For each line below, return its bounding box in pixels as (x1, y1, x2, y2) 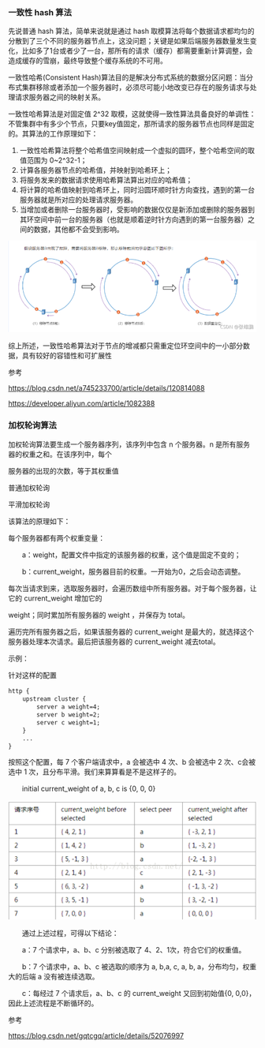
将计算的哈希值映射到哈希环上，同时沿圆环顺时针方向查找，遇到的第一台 (19, 185, 255, 195)
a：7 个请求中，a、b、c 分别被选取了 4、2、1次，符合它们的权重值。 (21, 945, 246, 955)
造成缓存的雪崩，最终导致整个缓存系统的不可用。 (8, 56, 167, 65)
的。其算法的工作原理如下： (8, 129, 99, 139)
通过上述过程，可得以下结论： (21, 929, 119, 938)
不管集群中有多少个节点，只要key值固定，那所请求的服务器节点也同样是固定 (8, 119, 255, 129)
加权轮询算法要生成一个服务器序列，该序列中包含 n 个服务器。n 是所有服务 (8, 440, 251, 449)
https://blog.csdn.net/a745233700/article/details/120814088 (8, 384, 205, 393)
